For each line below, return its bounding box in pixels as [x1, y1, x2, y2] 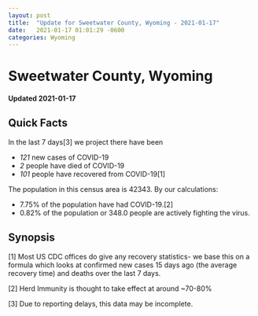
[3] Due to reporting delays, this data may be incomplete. [8, 299, 193, 308]
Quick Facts [8, 116, 68, 130]
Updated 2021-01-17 [8, 94, 76, 103]
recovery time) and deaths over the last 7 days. [8, 268, 161, 277]
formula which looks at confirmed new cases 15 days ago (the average [8, 260, 238, 270]
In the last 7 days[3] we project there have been [8, 137, 164, 146]
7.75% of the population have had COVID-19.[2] [19, 200, 174, 209]
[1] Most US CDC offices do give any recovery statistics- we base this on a [8, 252, 250, 261]
